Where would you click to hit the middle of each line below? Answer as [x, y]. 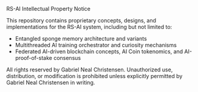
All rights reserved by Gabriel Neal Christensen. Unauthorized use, [90, 70]
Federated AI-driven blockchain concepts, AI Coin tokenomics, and [99, 51]
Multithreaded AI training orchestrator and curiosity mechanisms [96, 45]
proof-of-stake [34, 58]
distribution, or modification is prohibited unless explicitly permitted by [94, 76]
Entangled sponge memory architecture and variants [81, 38]
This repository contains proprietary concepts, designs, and [81, 20]
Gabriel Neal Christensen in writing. [51, 82]
